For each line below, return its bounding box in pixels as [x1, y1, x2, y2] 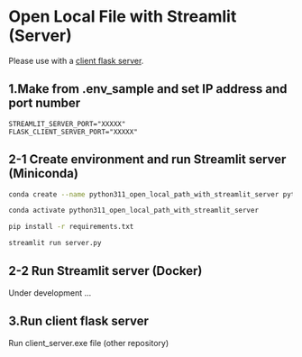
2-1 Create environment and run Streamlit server [8, 151, 287, 168]
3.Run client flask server [8, 314, 150, 329]
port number [8, 96, 81, 111]
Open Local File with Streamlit [8, 6, 237, 27]
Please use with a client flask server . [8, 55, 144, 66]
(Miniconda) [8, 166, 78, 181]
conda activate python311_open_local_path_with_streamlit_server [8, 206, 259, 215]
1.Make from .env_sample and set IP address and [8, 81, 288, 96]
